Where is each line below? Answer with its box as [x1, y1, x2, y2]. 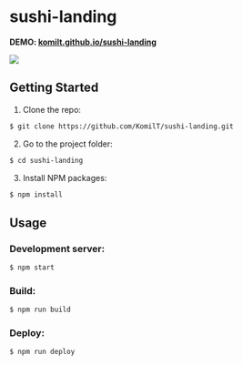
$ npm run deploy [9, 348, 76, 357]
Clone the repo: [22, 104, 82, 115]
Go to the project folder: [22, 138, 113, 149]
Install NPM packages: [22, 172, 107, 183]
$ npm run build [9, 305, 71, 315]
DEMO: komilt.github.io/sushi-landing [9, 36, 157, 47]
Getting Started [9, 80, 99, 96]
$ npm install [9, 189, 64, 199]
